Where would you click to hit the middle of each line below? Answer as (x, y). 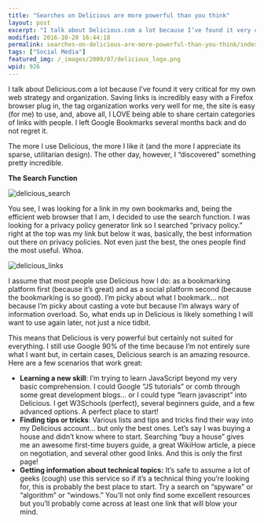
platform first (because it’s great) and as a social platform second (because (130, 289)
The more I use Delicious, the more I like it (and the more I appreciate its (125, 145)
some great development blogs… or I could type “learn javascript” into (133, 395)
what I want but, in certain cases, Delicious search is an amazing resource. (129, 354)
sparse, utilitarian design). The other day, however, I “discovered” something (132, 154)
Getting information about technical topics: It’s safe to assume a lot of (135, 470)
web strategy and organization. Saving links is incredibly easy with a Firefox (131, 97)
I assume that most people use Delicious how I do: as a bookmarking (119, 281)
